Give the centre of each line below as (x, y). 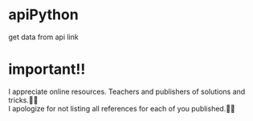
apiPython (43, 15)
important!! (47, 69)
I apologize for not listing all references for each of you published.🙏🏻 (122, 108)
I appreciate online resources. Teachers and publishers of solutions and (127, 91)
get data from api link (43, 37)
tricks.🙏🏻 (23, 100)
